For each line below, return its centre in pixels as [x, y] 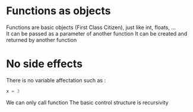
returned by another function [42, 40]
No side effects [45, 64]
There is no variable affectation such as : [56, 80]
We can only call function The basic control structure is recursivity [87, 103]
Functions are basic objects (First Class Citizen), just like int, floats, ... [91, 27]
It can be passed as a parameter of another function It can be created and [97, 33]
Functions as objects [58, 11]
